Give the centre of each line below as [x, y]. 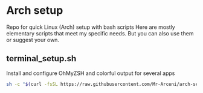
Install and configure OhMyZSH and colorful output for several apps [91, 73]
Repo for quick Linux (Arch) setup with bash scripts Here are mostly [91, 27]
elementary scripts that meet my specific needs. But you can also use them [100, 33]
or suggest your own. [33, 40]
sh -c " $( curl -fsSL [32, 84]
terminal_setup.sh [41, 58]
